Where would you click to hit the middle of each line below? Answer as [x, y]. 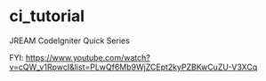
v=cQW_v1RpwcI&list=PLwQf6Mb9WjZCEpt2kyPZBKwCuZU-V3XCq [133, 67]
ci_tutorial [47, 16]
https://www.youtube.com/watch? [88, 57]
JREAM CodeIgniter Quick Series [70, 40]
